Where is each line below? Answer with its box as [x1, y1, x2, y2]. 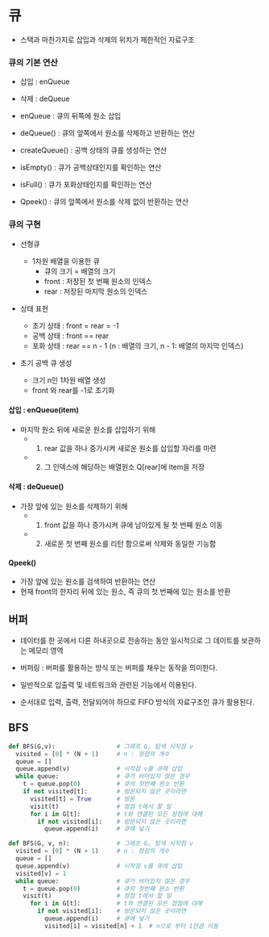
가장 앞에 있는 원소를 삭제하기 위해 [19, 501, 128, 511]
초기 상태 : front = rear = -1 [31, 320, 119, 330]
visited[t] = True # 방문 [29, 795, 135, 803]
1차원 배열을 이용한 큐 [31, 256, 101, 266]
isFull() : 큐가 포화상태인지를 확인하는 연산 [19, 180, 152, 190]
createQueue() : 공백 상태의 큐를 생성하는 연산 [19, 145, 168, 155]
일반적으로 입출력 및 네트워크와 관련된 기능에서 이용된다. [19, 680, 197, 689]
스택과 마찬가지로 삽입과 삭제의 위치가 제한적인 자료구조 [19, 35, 195, 44]
